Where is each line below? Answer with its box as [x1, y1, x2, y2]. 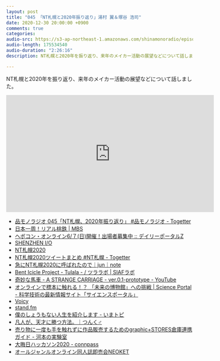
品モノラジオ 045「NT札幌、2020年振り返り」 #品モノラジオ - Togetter [14, 218, 192, 225]
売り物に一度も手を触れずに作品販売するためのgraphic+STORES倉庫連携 [14, 325, 193, 333]
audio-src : [6, 36, 33, 42]
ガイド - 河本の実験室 [14, 333, 68, 340]
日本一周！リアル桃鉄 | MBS [14, 225, 83, 232]
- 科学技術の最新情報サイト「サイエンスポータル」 [14, 291, 138, 298]
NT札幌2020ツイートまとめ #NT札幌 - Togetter [14, 253, 130, 260]
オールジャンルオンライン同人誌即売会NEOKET [14, 348, 129, 355]
